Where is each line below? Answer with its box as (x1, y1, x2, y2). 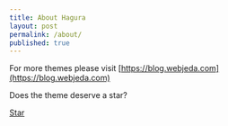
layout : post (9, 22, 58, 31)
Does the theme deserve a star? (9, 90, 127, 101)
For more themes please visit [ (9, 63, 122, 74)
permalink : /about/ (9, 30, 83, 39)
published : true (9, 38, 70, 48)
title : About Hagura (9, 13, 87, 22)
